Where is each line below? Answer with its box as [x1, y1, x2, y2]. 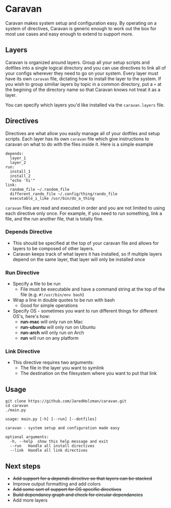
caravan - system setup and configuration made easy [5, 426, 120, 431]
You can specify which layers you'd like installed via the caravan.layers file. [5, 102, 165, 108]
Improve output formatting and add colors [12, 481, 101, 487]
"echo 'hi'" [10, 178, 36, 183]
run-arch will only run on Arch [20, 329, 84, 336]
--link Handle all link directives [10, 448, 88, 453]
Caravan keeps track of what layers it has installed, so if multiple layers [12, 251, 162, 257]
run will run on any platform [20, 335, 79, 341]
